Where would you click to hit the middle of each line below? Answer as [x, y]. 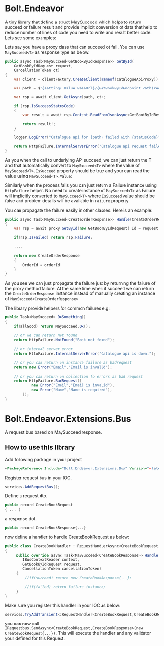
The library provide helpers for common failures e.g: [58, 308]
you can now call [22, 624]
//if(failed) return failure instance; [65, 587]
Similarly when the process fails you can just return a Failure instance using [81, 185]
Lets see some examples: [31, 38]
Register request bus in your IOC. [39, 478]
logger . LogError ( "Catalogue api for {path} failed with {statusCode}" [87, 137]
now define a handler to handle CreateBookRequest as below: [67, 537]
